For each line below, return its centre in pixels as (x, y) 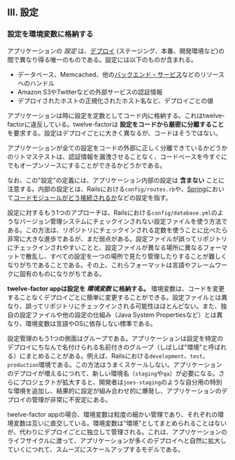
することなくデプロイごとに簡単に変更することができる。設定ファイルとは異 (117, 297)
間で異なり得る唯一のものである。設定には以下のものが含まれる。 (102, 59)
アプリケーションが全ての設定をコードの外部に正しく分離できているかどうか (117, 148)
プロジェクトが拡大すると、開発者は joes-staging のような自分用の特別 (121, 382)
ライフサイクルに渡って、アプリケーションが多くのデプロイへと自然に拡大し (117, 440)
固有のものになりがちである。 (62, 273)
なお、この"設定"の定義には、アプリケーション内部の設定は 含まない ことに (116, 180)
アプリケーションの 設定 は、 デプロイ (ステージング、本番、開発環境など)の (116, 50)
